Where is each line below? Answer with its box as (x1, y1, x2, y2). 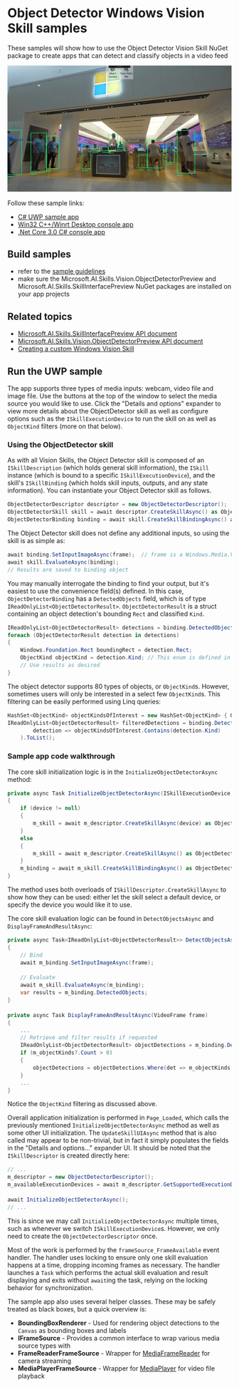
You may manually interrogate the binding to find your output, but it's (7, 579, 210, 587)
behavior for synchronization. (7, 1283, 94, 1291)
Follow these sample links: (7, 198, 85, 207)
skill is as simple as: (7, 537, 65, 545)
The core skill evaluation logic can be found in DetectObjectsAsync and (7, 914, 214, 923)
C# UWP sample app (17, 212, 80, 221)
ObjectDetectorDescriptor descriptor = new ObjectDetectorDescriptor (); (7, 501, 228, 508)
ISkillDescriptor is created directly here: (7, 1151, 130, 1160)
